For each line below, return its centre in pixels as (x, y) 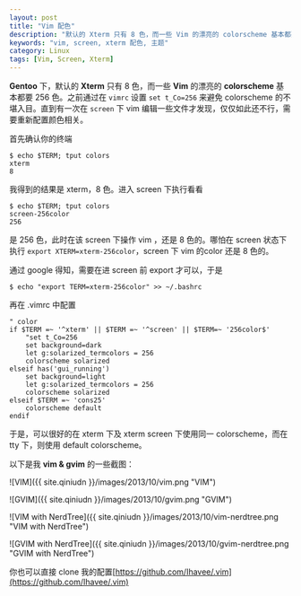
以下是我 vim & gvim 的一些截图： (72, 464)
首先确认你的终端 (41, 139)
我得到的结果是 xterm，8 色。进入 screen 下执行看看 (106, 189)
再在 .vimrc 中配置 (43, 305)
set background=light (65, 377)
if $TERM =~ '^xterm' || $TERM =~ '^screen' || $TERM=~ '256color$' (140, 329)
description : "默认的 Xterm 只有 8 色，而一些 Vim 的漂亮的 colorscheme (138, 34)
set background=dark (64, 346)
